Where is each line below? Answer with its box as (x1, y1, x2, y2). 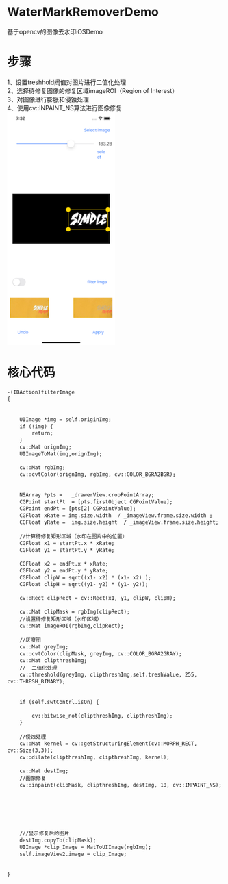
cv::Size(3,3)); (7, 747, 53, 754)
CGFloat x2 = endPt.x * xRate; (19, 561, 109, 568)
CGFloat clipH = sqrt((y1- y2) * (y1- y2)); (19, 581, 149, 588)
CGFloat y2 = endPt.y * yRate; (19, 568, 109, 574)
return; (31, 430, 53, 437)
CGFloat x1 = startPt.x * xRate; (19, 540, 115, 547)
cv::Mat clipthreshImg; (19, 657, 88, 664)
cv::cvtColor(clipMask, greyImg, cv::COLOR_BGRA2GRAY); (19, 651, 183, 657)
